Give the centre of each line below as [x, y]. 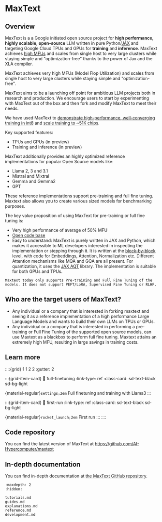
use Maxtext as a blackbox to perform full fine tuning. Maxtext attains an [84, 337]
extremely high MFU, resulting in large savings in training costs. [75, 342]
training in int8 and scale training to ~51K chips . [52, 123]
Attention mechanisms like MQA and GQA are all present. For [73, 261]
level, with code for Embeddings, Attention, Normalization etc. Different [83, 256]
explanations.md [21, 506]
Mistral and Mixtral [30, 176]
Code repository [30, 432]
